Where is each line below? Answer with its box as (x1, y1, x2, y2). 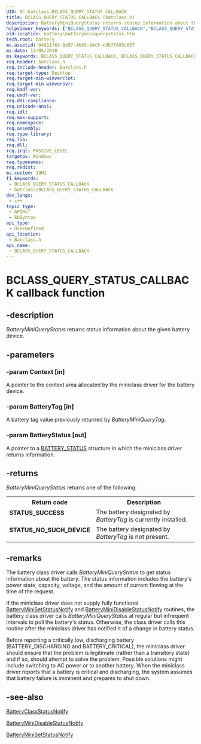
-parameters (6, 349, 54, 359)
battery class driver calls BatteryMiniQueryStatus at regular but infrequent (6, 612, 190, 620)
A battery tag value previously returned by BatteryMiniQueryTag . (6, 416, 166, 423)
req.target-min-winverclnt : (6, 75, 77, 81)
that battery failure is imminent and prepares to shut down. (6, 675, 151, 682)
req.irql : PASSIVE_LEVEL (6, 148, 68, 154)
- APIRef (8, 209, 31, 215)
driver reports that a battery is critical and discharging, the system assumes (6, 668, 193, 676)
